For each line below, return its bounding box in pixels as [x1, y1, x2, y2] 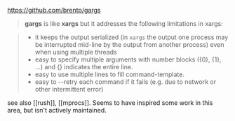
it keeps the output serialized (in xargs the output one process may [34, 33, 229, 41]
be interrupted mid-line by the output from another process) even [34, 41, 224, 48]
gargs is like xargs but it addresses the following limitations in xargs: [24, 20, 223, 27]
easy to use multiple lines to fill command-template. [34, 70, 184, 78]
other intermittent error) [34, 85, 104, 93]
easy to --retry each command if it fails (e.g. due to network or [34, 78, 216, 86]
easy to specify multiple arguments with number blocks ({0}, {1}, [34, 55, 222, 64]
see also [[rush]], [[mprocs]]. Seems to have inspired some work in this [7, 99, 213, 107]
